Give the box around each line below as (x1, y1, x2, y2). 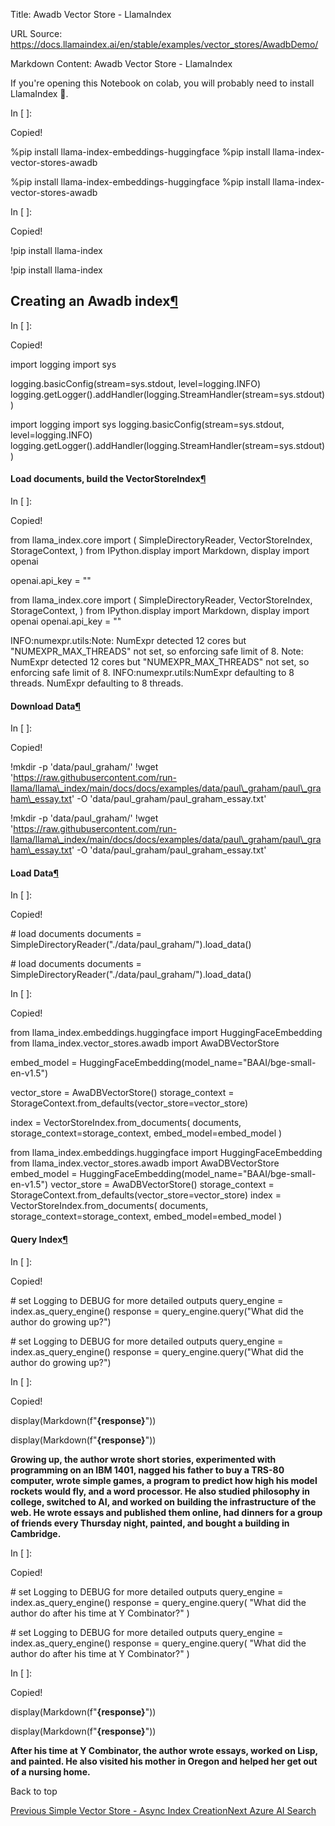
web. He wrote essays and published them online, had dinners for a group (10, 1506, 323, 1518)
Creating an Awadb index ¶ (10, 293, 178, 310)
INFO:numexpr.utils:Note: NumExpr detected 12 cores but (10, 635, 247, 647)
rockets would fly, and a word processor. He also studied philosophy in (10, 1485, 310, 1497)
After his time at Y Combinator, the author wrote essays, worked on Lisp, (10, 1744, 318, 1756)
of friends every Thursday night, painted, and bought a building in (10, 1517, 290, 1529)
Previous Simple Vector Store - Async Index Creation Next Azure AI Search (10, 1804, 317, 1816)
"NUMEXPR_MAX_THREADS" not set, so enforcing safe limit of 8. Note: (10, 645, 304, 658)
